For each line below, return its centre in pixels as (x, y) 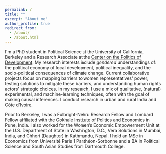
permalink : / (19, 10)
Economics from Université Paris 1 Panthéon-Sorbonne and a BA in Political (83, 141)
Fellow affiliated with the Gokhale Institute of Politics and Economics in (78, 120)
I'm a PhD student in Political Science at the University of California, (75, 52)
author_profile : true (28, 24)
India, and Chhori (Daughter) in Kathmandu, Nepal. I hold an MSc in (74, 136)
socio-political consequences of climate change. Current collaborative (77, 73)
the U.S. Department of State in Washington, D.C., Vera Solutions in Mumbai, (83, 130)
